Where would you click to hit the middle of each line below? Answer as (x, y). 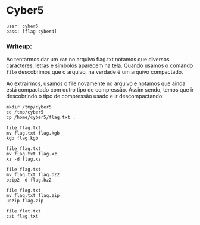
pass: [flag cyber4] (32, 31)
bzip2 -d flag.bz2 (29, 180)
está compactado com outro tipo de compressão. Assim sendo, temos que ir (100, 90)
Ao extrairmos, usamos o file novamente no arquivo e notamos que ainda (96, 83)
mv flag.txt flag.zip (33, 196)
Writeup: (19, 46)
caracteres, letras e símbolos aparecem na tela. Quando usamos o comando (100, 65)
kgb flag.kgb (22, 138)
